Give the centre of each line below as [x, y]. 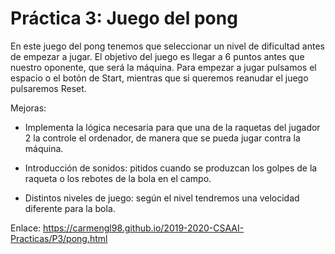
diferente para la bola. [70, 208]
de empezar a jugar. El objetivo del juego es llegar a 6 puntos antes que [157, 56]
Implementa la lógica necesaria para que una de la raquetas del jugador [172, 127]
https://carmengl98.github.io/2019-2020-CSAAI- [144, 228]
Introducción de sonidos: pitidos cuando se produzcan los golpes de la [171, 168]
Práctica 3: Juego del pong [124, 18]
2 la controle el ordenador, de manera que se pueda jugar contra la [162, 138]
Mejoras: [28, 108]
